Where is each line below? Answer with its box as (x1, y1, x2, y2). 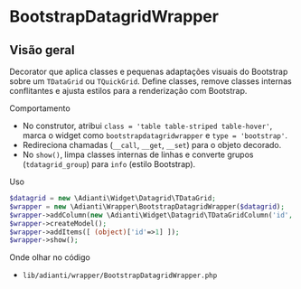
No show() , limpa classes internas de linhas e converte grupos (22, 149, 254, 160)
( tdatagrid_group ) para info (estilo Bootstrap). (22, 159, 196, 169)
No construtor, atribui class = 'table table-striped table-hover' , (22, 120, 273, 131)
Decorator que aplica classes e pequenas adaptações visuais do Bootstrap (9, 66, 288, 77)
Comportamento (9, 103, 71, 114)
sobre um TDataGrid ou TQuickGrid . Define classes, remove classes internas (9, 76, 292, 87)
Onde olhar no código (9, 252, 90, 263)
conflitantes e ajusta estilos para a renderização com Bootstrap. (9, 86, 248, 96)
